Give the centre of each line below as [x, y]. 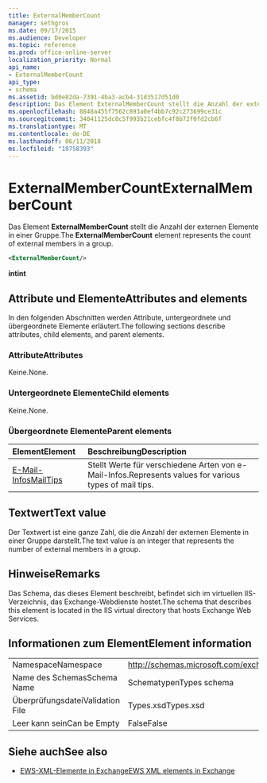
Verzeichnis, [29, 602]
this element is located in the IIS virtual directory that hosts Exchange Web [130, 610]
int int [17, 273]
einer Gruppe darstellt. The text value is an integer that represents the [121, 541]
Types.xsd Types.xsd [166, 706]
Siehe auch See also [58, 752]
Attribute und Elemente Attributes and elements [128, 298]
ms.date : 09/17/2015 [43, 30]
